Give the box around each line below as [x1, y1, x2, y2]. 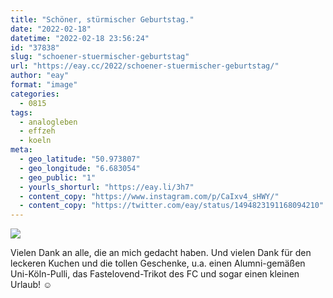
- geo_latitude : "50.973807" [19, 154, 141, 164]
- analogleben [19, 117, 78, 127]
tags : [10, 107, 33, 118]
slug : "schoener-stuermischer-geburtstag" [10, 52, 190, 62]
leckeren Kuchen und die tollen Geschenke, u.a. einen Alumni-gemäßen [10, 257, 306, 270]
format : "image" [10, 80, 78, 90]
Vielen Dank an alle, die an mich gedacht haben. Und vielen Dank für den [10, 247, 312, 259]
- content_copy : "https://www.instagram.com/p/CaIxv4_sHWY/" [19, 191, 280, 201]
